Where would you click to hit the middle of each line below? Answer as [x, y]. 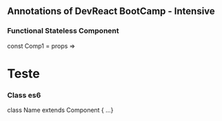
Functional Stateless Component [63, 31]
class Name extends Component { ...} [60, 110]
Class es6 [24, 95]
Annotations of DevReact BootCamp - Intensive [111, 11]
